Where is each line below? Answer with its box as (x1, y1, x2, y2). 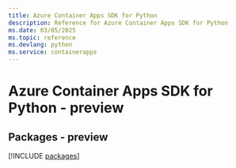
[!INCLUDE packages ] (8, 151, 80, 160)
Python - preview (8, 99, 124, 117)
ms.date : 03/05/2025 (8, 26, 77, 34)
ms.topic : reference (8, 33, 77, 42)
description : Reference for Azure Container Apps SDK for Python (8, 19, 228, 27)
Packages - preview (8, 130, 108, 144)
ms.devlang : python (8, 41, 73, 49)
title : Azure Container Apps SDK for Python (8, 11, 158, 20)
